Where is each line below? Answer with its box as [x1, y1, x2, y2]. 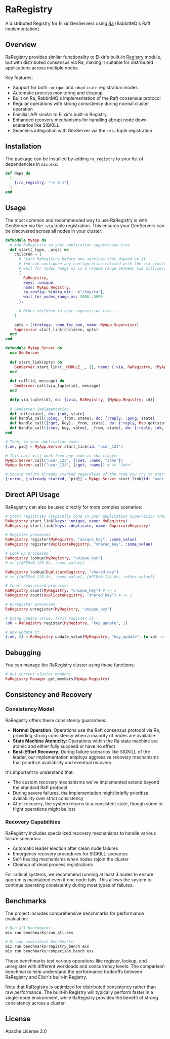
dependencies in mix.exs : [5, 161, 59, 167]
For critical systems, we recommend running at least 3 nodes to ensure [5, 871, 154, 877]
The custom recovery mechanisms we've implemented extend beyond [12, 779, 159, 785]
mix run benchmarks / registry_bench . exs [5, 944, 90, 949]
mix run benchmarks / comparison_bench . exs [5, 949, 94, 954]
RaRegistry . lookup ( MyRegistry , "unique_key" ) [5, 555, 103, 561]
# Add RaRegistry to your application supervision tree [10, 242, 130, 247]
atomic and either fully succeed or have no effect [12, 743, 115, 749]
